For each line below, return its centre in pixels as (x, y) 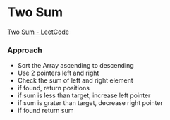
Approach (25, 50)
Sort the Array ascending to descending (75, 66)
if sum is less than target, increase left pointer (84, 95)
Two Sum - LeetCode (38, 32)
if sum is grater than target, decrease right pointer (90, 103)
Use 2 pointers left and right (58, 73)
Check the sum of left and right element (75, 80)
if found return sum (45, 111)
